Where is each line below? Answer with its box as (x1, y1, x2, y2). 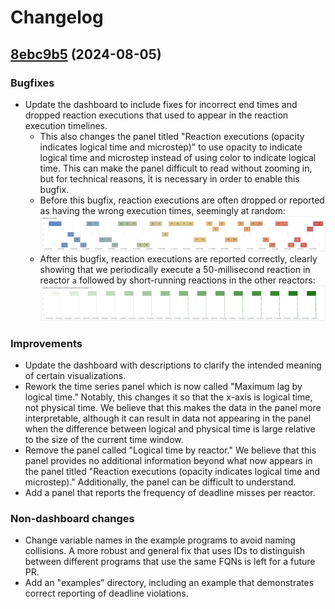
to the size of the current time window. (24, 433, 184, 445)
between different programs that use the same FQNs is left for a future (24, 556, 316, 568)
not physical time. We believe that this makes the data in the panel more (24, 401, 322, 413)
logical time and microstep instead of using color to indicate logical (39, 151, 317, 163)
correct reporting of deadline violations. (24, 587, 189, 600)
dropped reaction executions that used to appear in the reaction (24, 109, 289, 121)
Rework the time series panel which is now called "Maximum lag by (24, 380, 303, 392)
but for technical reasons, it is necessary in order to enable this (39, 172, 300, 185)
